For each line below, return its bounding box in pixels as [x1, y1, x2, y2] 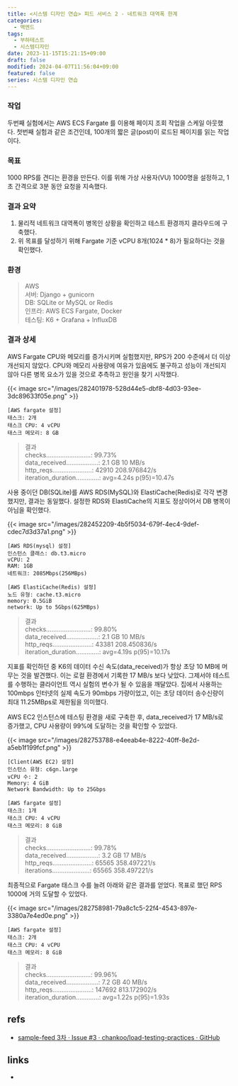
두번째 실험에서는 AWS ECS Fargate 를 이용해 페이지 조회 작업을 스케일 [7, 118, 205, 127]
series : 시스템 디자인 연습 [7, 76, 79, 84]
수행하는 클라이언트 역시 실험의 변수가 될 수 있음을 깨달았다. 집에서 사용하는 [14, 680, 223, 688]
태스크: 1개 [7, 807, 37, 814]
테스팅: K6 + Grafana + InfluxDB [24, 315, 118, 323]
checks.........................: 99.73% [24, 450, 118, 459]
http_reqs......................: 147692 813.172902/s [24, 985, 157, 994]
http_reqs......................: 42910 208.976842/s [24, 465, 157, 474]
